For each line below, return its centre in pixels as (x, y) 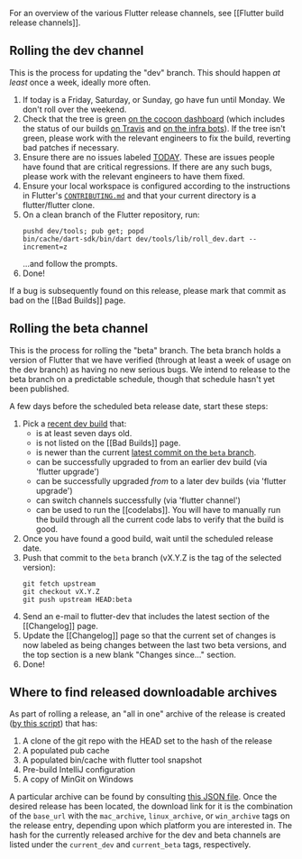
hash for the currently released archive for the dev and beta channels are (145, 835)
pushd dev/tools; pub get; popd (83, 231)
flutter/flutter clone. (59, 205)
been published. (39, 388)
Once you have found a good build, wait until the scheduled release (147, 538)
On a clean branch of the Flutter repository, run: (111, 215)
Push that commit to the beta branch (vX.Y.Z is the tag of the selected (152, 557)
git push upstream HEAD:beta (77, 599)
